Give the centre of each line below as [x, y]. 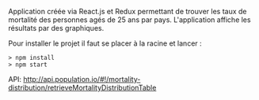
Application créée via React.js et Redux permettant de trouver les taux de [128, 11]
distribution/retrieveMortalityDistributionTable [82, 87]
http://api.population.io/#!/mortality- [82, 79]
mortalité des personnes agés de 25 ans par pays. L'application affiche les [129, 20]
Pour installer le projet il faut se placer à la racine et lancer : [105, 43]
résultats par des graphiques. [56, 28]
